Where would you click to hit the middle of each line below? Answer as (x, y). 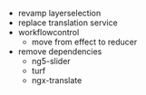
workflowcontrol (49, 32)
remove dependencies (60, 52)
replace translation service (68, 23)
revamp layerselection (59, 13)
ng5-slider (51, 61)
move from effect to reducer (84, 42)
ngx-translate (57, 80)
